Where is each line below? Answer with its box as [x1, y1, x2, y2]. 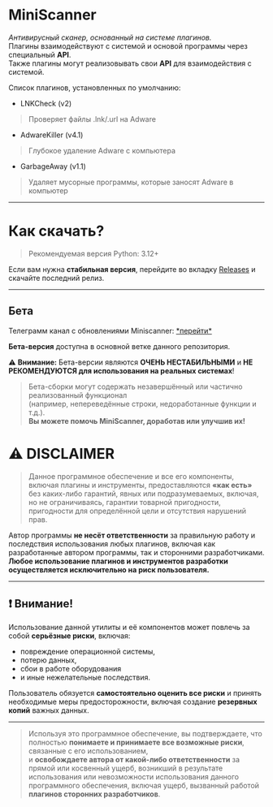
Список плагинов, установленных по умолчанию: [8, 83, 181, 93]
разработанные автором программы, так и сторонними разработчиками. [8, 547, 265, 557]
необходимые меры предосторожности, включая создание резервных [8, 697, 258, 707]
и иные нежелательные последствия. [19, 672, 151, 683]
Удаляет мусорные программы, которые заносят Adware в [28, 177, 234, 187]
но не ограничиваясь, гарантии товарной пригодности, [28, 497, 221, 507]
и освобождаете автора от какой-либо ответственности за [28, 755, 240, 765]
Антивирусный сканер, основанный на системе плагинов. [8, 32, 212, 42]
